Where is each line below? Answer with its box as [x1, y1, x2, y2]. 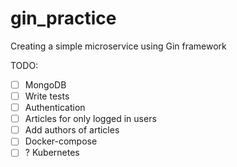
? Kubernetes [24, 147, 80, 159]
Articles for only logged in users [24, 113, 157, 125]
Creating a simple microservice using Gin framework [10, 40, 227, 52]
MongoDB [24, 78, 67, 91]
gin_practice [10, 7, 117, 30]
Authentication [24, 102, 86, 114]
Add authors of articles [24, 124, 120, 136]
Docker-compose [24, 135, 98, 147]
